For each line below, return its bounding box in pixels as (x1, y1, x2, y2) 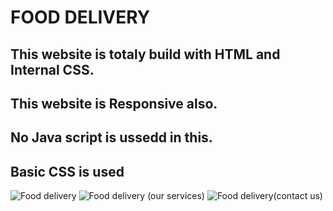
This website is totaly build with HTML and (10, 46, 281, 63)
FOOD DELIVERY (10, 6, 151, 29)
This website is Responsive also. (10, 95, 218, 112)
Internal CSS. (10, 61, 95, 78)
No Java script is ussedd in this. (10, 129, 213, 146)
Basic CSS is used (10, 163, 125, 180)
